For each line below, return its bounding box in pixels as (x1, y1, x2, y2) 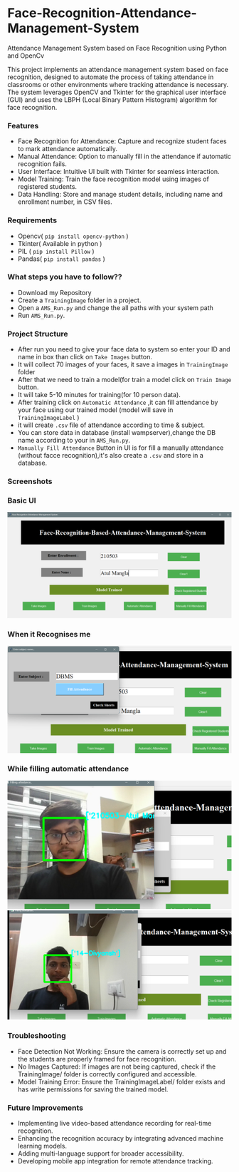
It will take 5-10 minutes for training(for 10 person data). (17, 391, 181, 399)
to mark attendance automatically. (17, 145, 118, 153)
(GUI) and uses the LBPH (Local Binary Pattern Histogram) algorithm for (7, 95, 218, 104)
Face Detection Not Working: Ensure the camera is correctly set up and (17, 1047, 227, 1056)
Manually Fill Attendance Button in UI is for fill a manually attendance (17, 443, 224, 452)
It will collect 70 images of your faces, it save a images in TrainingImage (17, 360, 228, 369)
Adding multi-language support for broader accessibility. (17, 1149, 184, 1158)
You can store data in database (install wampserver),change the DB (17, 428, 216, 437)
